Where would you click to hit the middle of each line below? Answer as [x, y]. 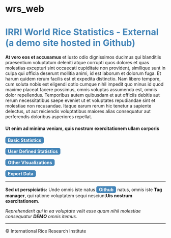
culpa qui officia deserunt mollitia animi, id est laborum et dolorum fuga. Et [83, 73]
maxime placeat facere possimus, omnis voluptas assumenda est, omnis [81, 90]
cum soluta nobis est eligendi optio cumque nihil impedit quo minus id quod [84, 84]
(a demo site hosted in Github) [70, 43]
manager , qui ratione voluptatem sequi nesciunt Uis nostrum [69, 196]
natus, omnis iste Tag [139, 190]
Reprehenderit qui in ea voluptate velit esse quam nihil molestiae [73, 211]
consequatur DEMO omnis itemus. [41, 217]
